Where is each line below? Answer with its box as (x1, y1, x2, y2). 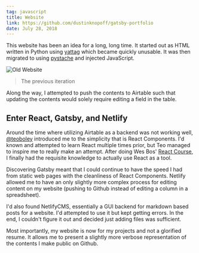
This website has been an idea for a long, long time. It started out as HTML (6, 42, 190, 49)
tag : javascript (6, 8, 47, 15)
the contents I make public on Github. (6, 240, 99, 247)
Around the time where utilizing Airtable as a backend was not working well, (6, 129, 193, 136)
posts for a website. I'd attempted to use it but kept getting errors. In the (6, 209, 184, 217)
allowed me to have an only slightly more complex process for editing (6, 179, 177, 186)
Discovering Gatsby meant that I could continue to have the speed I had (6, 166, 183, 173)
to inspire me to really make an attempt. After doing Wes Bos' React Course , (6, 148, 194, 156)
